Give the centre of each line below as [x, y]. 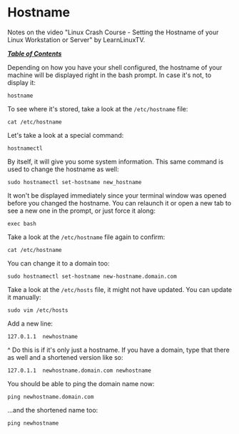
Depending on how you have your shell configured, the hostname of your [115, 67]
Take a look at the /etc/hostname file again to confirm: [86, 237]
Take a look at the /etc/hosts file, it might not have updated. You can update [120, 289]
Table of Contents [35, 54]
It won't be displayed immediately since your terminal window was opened [117, 195]
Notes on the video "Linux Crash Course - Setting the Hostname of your [113, 32]
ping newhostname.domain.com [51, 397]
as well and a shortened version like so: [65, 357]
